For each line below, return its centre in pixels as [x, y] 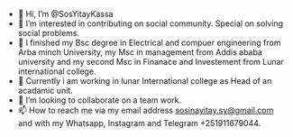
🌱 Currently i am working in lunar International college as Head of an [145, 81]
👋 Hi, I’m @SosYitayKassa [65, 14]
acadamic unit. [46, 91]
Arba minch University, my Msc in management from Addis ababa [140, 52]
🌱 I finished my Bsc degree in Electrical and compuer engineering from [149, 42]
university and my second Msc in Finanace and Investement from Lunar [151, 62]
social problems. [48, 33]
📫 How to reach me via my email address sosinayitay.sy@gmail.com [146, 110]
